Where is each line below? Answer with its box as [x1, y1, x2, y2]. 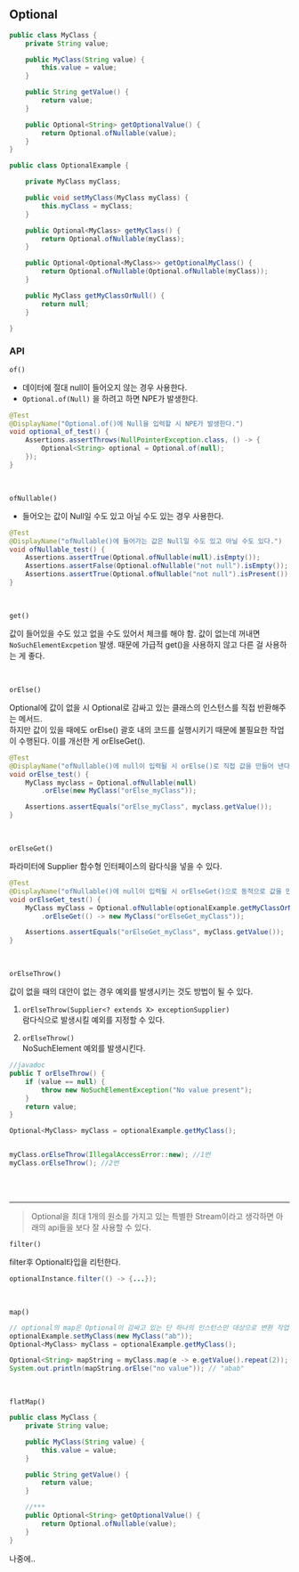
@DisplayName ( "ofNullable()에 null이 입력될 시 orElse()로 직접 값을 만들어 [9, 762, 274, 770]
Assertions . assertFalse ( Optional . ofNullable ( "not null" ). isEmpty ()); [25, 561, 289, 571]
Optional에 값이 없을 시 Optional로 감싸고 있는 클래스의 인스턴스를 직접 [9, 702, 256, 713]
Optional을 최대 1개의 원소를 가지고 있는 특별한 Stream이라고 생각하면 [30, 1210, 274, 1221]
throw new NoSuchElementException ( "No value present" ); [41, 1086, 253, 1095]
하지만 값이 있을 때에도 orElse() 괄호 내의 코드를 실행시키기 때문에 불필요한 [9, 724, 269, 735]
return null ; [41, 299, 90, 308]
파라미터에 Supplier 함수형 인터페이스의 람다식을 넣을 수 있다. [9, 861, 222, 872]
